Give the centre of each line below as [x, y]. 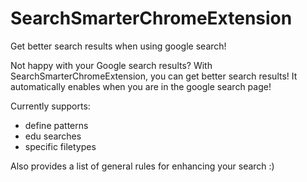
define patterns [56, 125]
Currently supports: [50, 106]
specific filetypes [60, 146]
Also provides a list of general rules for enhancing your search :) [142, 166]
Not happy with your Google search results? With [111, 65]
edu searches [53, 136]
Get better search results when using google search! [118, 46]
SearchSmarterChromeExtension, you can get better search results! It [154, 76]
